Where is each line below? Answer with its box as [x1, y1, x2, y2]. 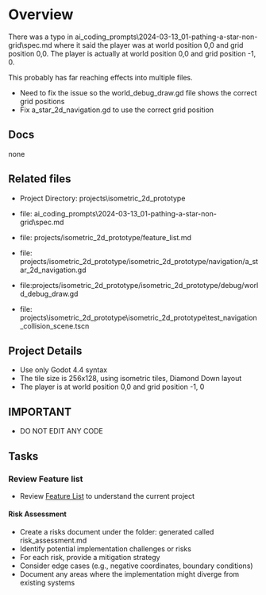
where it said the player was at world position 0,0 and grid [53, 40, 244, 49]
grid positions [19, 96, 65, 106]
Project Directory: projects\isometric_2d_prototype [19, 193, 186, 203]
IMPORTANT [8, 405, 71, 418]
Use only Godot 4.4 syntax [19, 365, 108, 375]
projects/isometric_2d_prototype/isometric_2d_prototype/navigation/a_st [19, 256, 259, 266]
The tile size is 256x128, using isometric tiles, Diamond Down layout [19, 374, 242, 383]
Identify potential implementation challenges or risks [19, 544, 192, 554]
